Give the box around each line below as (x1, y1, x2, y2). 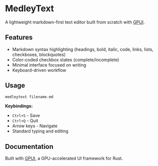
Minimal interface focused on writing (12, 62, 87, 68)
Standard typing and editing (12, 128, 68, 134)
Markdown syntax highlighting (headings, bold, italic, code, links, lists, (12, 46, 154, 52)
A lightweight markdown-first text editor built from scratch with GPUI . (5, 19, 145, 25)
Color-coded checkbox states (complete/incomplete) (12, 57, 119, 63)
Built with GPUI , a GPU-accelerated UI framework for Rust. (5, 155, 123, 162)
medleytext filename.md (5, 94, 54, 99)
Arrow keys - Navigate (12, 123, 58, 129)
